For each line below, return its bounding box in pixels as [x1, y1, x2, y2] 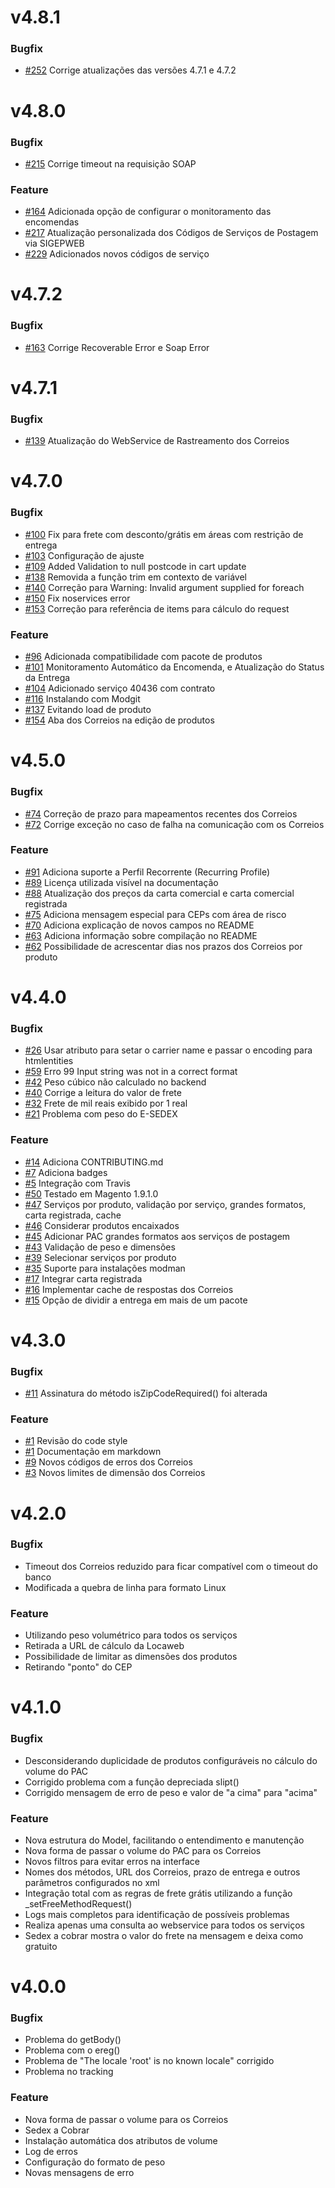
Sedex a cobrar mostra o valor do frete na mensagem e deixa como [24, 1929, 304, 1941]
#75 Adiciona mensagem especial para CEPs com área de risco [24, 908, 287, 920]
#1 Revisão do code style [24, 1435, 128, 1447]
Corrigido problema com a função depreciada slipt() [24, 1776, 240, 1788]
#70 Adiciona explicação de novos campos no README [24, 919, 255, 931]
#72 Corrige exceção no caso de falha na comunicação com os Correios [24, 818, 325, 830]
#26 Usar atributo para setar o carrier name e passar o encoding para [24, 1044, 313, 1056]
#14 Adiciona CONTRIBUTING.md [24, 1156, 164, 1168]
